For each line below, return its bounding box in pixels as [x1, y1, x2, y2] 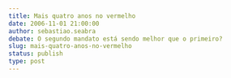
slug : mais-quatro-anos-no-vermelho [8, 42, 132, 50]
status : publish [8, 50, 63, 58]
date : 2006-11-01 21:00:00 [8, 19, 100, 28]
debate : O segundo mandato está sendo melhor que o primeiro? [8, 34, 223, 43]
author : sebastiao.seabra [8, 27, 96, 35]
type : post [8, 58, 45, 66]
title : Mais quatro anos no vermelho [8, 11, 136, 20]
